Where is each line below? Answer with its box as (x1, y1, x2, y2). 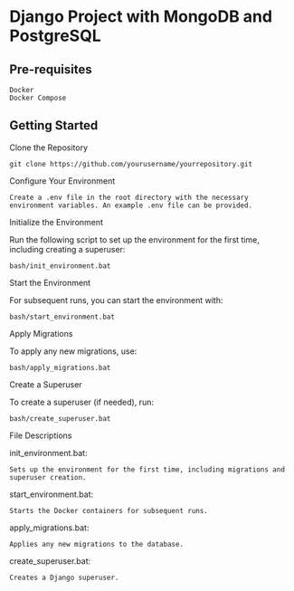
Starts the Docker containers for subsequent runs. (9, 506, 208, 515)
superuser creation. (9, 472, 88, 481)
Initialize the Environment (9, 216, 104, 227)
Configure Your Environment (9, 175, 116, 186)
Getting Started (9, 118, 99, 133)
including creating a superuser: (9, 243, 126, 254)
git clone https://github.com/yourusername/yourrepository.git (9, 159, 253, 168)
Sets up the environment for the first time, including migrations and (9, 464, 285, 474)
